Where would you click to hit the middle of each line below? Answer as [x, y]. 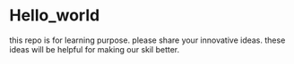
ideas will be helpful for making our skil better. [95, 49]
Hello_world [55, 16]
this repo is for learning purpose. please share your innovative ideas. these [147, 40]
